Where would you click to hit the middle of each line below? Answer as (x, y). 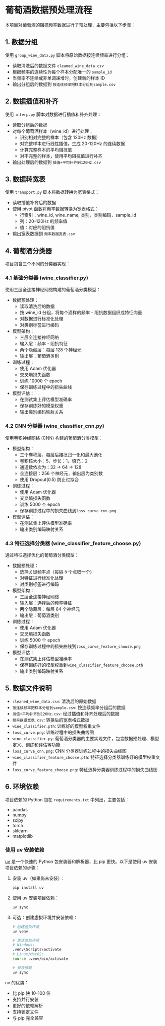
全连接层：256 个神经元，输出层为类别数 (61, 473)
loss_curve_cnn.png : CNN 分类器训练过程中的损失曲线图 (69, 751)
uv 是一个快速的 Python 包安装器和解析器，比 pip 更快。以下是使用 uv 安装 (81, 862)
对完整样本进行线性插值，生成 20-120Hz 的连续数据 (72, 143)
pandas (20, 809)
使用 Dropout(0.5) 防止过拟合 (49, 479)
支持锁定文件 (25, 1012)
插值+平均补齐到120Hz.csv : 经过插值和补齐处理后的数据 (66, 713)
